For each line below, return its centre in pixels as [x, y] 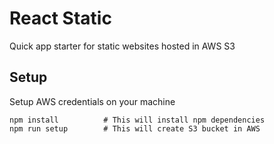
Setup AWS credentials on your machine [92, 101]
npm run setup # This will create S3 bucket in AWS [135, 128]
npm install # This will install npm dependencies [137, 120]
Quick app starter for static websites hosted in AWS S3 [122, 46]
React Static [60, 18]
